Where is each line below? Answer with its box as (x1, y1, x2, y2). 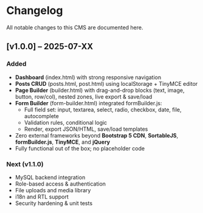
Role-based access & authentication (15, 180, 106, 187)
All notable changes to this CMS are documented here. (6, 24, 143, 31)
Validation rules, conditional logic (24, 119, 108, 126)
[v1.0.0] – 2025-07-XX (6, 41, 93, 52)
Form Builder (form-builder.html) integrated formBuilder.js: (15, 99, 162, 106)
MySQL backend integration (15, 173, 86, 181)
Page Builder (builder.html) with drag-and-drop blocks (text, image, (15, 86, 185, 94)
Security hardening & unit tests (15, 199, 93, 207)
